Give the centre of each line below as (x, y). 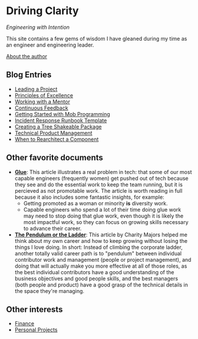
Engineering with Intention (38, 27)
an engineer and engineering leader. (50, 45)
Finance (24, 324)
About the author (27, 56)
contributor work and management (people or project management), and (103, 259)
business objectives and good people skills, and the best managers (96, 278)
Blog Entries (29, 75)
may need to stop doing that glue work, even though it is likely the (103, 216)
